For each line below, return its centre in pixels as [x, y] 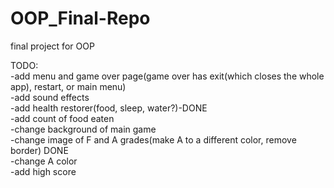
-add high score [43, 171]
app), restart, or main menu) [68, 86]
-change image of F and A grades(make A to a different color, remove [153, 139]
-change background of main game [83, 129]
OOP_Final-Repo [80, 18]
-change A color [44, 161]
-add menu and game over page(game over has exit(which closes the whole [167, 76]
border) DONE [39, 150]
